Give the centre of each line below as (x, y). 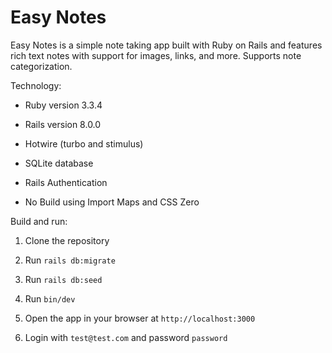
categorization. (41, 66)
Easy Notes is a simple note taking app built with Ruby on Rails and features (166, 45)
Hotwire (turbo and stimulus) (84, 143)
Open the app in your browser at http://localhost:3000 (140, 318)
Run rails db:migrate (70, 260)
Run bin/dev (50, 298)
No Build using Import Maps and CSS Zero (112, 202)
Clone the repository (67, 240)
